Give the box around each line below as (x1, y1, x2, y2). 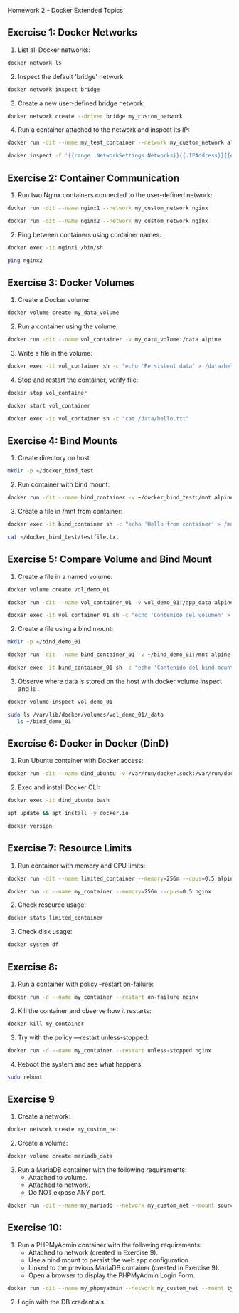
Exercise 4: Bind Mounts (7, 435, 118, 447)
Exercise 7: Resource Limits (7, 842, 132, 854)
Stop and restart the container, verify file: (17, 375, 139, 384)
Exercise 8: (7, 961, 58, 973)
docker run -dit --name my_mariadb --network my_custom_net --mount (7, 1202, 215, 1210)
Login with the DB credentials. (17, 1297, 106, 1306)
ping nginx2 (7, 256, 43, 264)
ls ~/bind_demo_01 (16, 717, 72, 725)
